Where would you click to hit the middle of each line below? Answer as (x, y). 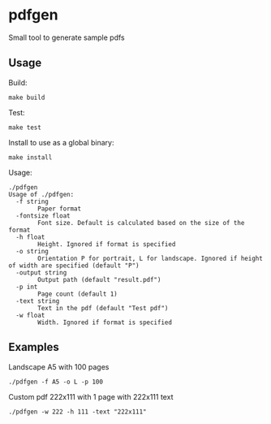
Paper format (60, 209)
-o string (32, 251)
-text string (38, 301)
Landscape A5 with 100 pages (59, 366)
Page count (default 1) (77, 294)
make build (27, 97)
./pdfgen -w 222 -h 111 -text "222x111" (78, 412)
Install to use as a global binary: (61, 142)
